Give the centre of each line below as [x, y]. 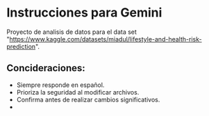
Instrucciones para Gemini [84, 13]
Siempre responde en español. [60, 85]
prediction [21, 46]
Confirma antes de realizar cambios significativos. [88, 99]
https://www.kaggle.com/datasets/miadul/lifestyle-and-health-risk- [106, 39]
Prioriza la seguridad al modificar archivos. [78, 92]
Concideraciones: [46, 68]
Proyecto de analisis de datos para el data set [72, 32]
